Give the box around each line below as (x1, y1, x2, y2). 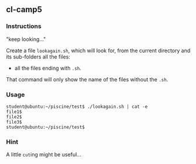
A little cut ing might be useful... (6, 151, 82, 158)
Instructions (6, 22, 42, 30)
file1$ (6, 108, 22, 115)
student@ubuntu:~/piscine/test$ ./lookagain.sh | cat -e (6, 104, 148, 110)
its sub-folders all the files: (6, 53, 70, 60)
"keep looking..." (6, 35, 46, 43)
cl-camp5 (6, 5, 43, 15)
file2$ (6, 114, 22, 119)
